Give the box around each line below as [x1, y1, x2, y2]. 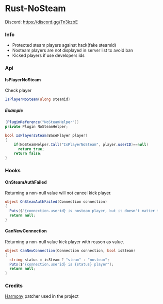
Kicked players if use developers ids [12, 53, 85, 58]
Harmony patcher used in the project [5, 293, 79, 299]
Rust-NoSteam [5, 3, 66, 14]
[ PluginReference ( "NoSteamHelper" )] [5, 120, 79, 125]
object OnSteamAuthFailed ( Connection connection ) [5, 199, 108, 204]
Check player [5, 88, 32, 93]
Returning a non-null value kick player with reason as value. [5, 239, 125, 245]
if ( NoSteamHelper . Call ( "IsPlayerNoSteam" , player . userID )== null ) [14, 142, 149, 147]
